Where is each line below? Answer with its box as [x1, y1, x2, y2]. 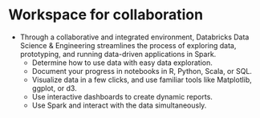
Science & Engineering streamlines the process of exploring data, [19, 40, 237, 50]
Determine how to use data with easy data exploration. [31, 58, 213, 67]
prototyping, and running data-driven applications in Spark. [19, 49, 217, 59]
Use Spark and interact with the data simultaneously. [31, 100, 207, 110]
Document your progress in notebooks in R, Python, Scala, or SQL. [31, 66, 253, 75]
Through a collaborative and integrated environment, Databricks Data [19, 32, 250, 42]
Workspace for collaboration [8, 6, 203, 24]
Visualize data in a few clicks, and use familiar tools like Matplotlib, [31, 75, 253, 84]
